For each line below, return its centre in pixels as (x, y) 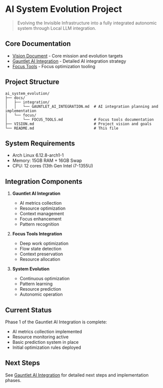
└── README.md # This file (62, 128)
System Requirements (40, 143)
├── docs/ (15, 98)
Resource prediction (40, 289)
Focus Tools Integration (37, 234)
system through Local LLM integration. (57, 28)
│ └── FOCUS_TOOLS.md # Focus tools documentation (80, 119)
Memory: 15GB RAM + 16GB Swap (47, 160)
